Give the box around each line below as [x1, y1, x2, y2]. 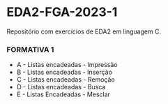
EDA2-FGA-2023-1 [6, 4, 118, 20]
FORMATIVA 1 [6, 45, 54, 54]
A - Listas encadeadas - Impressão [16, 61, 118, 69]
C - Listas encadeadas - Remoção [16, 75, 116, 84]
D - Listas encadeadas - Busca [16, 83, 106, 91]
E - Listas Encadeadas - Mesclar [16, 90, 111, 98]
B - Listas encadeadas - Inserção [16, 68, 113, 77]
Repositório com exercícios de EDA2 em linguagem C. [6, 27, 162, 36]
